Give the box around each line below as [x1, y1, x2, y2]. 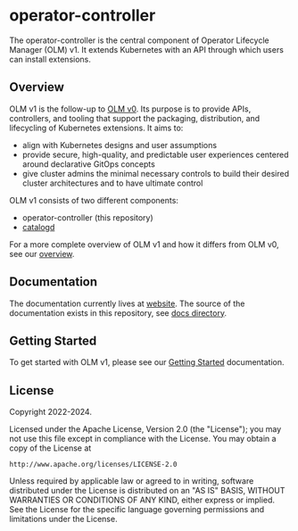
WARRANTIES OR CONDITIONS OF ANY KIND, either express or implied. [9, 494, 275, 505]
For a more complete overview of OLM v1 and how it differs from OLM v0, [9, 238, 279, 250]
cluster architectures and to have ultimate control [21, 178, 203, 188]
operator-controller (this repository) [21, 212, 153, 223]
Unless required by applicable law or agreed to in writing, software [9, 476, 254, 486]
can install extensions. [9, 54, 91, 64]
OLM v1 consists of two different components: [9, 195, 178, 205]
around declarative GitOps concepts [21, 158, 156, 170]
